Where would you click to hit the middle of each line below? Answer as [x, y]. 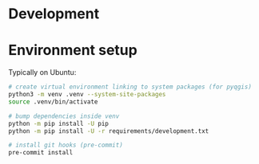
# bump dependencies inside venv [64, 116]
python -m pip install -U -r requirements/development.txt [109, 131]
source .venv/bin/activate [53, 102]
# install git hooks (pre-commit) [66, 145]
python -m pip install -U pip [59, 123]
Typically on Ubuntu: [42, 72]
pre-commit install [41, 153]
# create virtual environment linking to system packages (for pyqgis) [130, 87]
